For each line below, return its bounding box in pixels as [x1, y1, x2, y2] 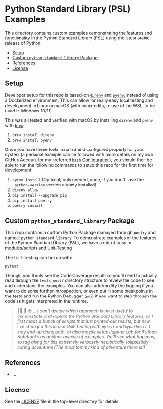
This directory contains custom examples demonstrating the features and [5, 30, 152, 36]
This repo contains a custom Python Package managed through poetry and [5, 229, 156, 235]
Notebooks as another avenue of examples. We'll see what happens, [17, 334, 156, 340]
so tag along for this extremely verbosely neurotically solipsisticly [17, 339, 149, 345]
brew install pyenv [12, 138, 52, 143]
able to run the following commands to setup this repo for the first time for [5, 162, 154, 167]
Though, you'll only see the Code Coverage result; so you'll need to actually [5, 273, 157, 279]
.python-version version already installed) [12, 182, 97, 187]
